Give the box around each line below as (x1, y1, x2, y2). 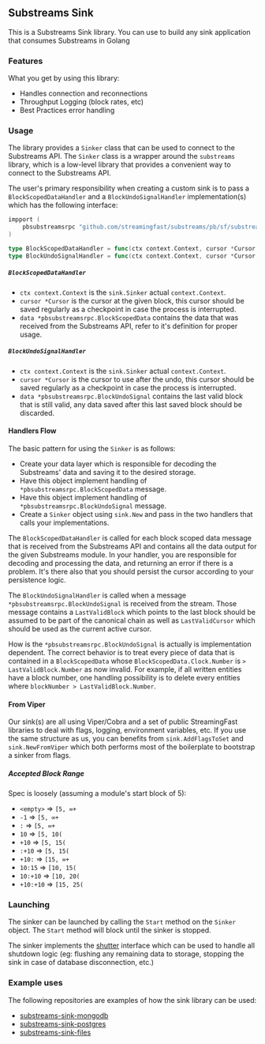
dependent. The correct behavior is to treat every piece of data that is (8, 647, 235, 657)
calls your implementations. (19, 518, 110, 527)
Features (8, 55, 43, 66)
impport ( (8, 216, 41, 224)
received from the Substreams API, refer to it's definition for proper (19, 321, 238, 330)
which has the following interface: (8, 201, 118, 210)
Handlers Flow (8, 426, 57, 435)
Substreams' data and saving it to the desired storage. (19, 467, 196, 477)
